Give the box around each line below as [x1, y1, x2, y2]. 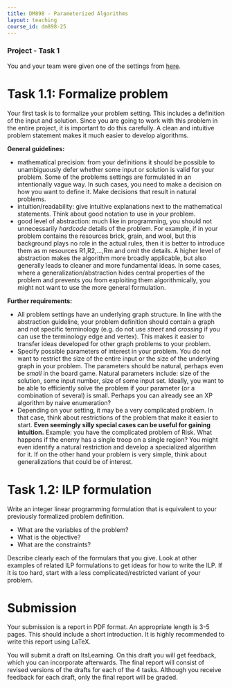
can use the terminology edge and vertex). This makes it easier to [17, 332, 205, 341]
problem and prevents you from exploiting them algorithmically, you [17, 275, 211, 284]
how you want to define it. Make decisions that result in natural [17, 187, 197, 196]
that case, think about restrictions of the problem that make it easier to [17, 413, 218, 422]
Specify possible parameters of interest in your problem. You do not [17, 347, 211, 355]
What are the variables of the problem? [17, 525, 130, 534]
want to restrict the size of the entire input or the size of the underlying [17, 354, 220, 363]
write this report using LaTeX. [7, 637, 91, 646]
